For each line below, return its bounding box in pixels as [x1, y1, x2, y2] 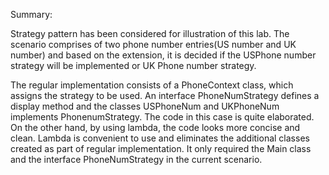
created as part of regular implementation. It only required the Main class [10, 143, 312, 154]
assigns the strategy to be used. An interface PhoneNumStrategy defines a [10, 90, 320, 101]
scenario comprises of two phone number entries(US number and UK [10, 39, 297, 50]
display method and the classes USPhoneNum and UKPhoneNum [10, 100, 280, 112]
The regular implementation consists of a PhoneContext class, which [10, 79, 294, 91]
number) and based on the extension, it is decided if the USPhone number [10, 49, 317, 61]
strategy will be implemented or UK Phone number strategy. [10, 60, 257, 71]
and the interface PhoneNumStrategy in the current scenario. [10, 154, 263, 165]
